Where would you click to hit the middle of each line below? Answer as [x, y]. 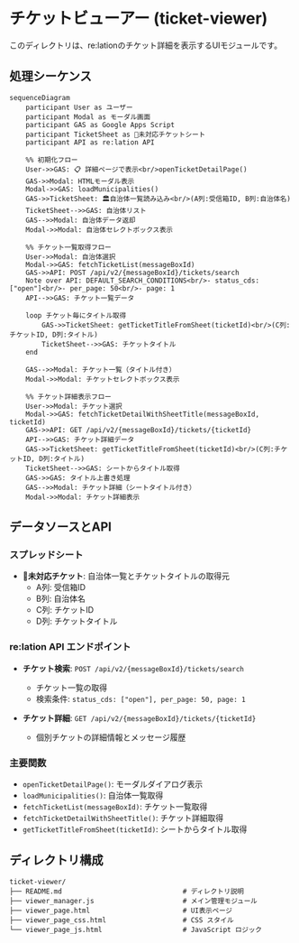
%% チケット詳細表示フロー [68, 397]
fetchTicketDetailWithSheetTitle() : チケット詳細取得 [123, 818]
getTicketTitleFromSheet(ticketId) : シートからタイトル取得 [135, 829]
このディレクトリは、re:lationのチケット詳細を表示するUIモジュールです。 [145, 45]
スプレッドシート [46, 555]
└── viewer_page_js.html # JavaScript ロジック [136, 929]
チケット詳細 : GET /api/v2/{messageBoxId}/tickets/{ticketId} [139, 717]
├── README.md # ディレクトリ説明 [127, 891]
